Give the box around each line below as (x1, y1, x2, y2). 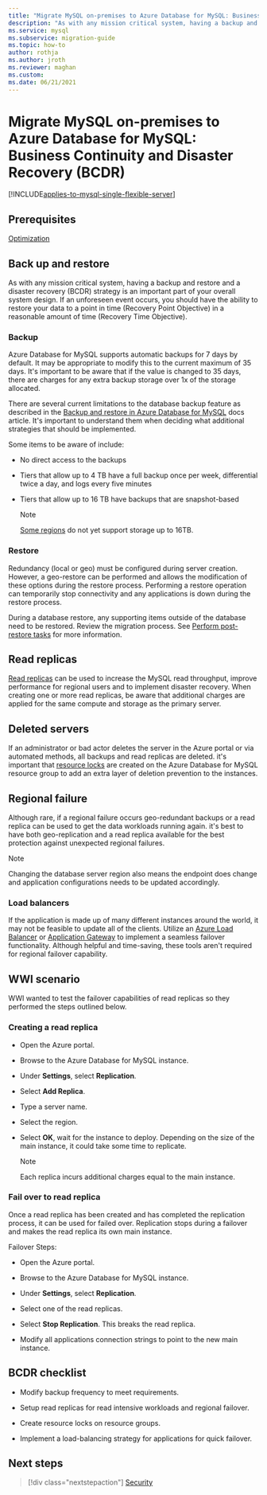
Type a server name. (19, 1102, 87, 1111)
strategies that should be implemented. (8, 424, 137, 434)
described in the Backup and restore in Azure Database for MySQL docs (8, 408, 245, 417)
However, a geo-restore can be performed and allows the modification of (8, 572, 248, 581)
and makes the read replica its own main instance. (8, 1227, 172, 1236)
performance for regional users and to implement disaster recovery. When (8, 682, 252, 692)
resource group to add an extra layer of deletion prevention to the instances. (8, 769, 258, 779)
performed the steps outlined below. (8, 1002, 127, 1012)
